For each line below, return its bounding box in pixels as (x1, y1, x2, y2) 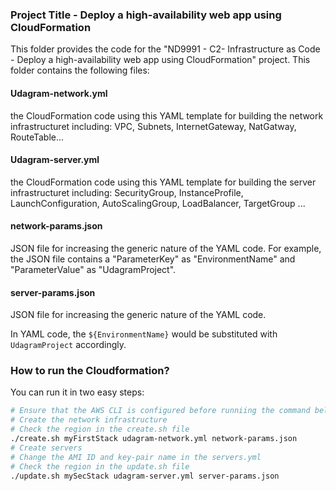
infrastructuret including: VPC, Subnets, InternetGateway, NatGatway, (10, 120, 297, 132)
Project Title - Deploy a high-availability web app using (10, 8, 282, 22)
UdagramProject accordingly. (10, 339, 127, 351)
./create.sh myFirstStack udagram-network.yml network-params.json (10, 434, 298, 444)
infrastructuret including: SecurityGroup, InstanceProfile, (10, 186, 244, 198)
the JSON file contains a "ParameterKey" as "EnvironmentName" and (10, 253, 296, 265)
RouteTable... (10, 131, 65, 143)
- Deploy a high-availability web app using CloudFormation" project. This (10, 54, 311, 66)
